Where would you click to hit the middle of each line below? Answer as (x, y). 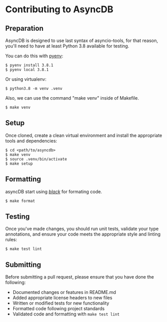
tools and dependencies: (31, 141)
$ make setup (19, 164)
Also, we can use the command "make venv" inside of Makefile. (72, 98)
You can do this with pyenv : (34, 56)
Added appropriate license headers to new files (62, 298)
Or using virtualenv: (26, 79)
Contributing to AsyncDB (59, 9)
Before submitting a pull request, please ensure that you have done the (80, 277)
